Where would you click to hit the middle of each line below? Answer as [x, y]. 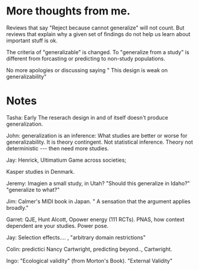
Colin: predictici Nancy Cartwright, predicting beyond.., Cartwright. [89, 249]
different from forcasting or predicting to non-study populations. [86, 58]
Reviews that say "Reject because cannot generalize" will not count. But [95, 28]
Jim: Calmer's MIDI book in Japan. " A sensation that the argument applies [98, 201]
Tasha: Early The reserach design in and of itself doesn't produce [87, 117]
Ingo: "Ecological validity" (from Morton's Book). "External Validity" [89, 260]
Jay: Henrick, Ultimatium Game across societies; [66, 160]
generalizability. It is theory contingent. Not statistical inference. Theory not [100, 142]
